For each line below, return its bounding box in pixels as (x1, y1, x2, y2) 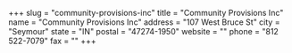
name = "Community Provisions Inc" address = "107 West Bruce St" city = (8, 17, 280, 27)
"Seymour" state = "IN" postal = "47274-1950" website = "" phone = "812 (8, 26, 279, 36)
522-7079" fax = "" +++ (8, 35, 97, 46)
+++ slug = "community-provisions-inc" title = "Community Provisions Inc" (8, 8, 284, 18)
